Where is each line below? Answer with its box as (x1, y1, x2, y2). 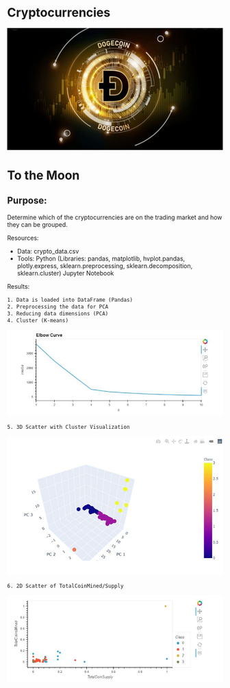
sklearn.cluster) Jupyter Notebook (16, 269, 114, 277)
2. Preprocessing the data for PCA (7, 303, 109, 310)
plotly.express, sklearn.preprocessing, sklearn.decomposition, (16, 261, 193, 269)
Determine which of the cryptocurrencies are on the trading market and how (7, 213, 222, 221)
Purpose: (7, 195, 47, 207)
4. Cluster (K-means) (7, 317, 69, 324)
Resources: (7, 234, 39, 242)
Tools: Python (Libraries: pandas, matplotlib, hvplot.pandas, (16, 254, 186, 263)
